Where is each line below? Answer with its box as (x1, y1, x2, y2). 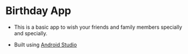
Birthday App (5, 4, 71, 18)
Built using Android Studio (13, 41, 77, 48)
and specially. (13, 29, 47, 36)
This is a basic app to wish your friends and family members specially (13, 23, 183, 31)
